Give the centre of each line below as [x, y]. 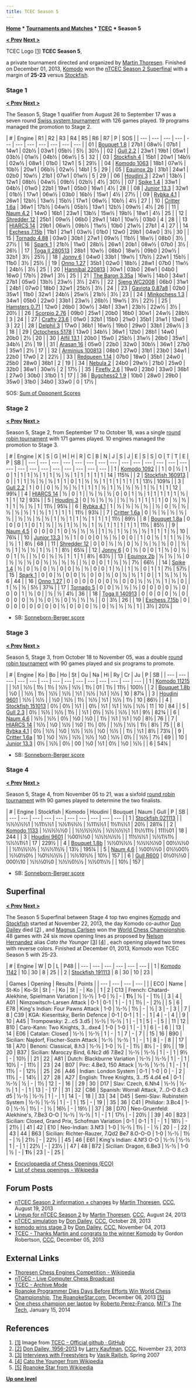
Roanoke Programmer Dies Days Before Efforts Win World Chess [92, 1291]
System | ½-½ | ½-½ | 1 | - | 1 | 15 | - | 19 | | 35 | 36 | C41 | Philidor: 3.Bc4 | [95, 1102]
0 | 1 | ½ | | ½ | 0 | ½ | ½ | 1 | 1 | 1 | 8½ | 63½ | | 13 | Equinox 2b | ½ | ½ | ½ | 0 [98, 556]
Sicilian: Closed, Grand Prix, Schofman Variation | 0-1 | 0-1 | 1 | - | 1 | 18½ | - [97, 1121]
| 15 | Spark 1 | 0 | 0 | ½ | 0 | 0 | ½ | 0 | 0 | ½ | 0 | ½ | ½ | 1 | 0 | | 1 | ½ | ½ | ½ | [98, 575]
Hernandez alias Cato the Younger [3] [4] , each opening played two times [96, 942]
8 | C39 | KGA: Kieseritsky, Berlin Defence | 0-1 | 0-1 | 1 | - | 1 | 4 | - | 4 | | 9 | [97, 1015]
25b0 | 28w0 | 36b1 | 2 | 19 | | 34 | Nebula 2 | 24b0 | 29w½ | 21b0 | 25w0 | [96, 363]
